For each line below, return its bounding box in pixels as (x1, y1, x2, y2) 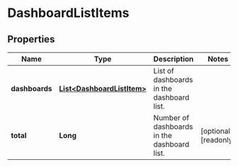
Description (153, 54, 194, 64)
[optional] (200, 126, 234, 136)
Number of (153, 113, 190, 122)
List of (153, 66, 175, 76)
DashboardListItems (7, 5, 130, 21)
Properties (7, 33, 55, 45)
